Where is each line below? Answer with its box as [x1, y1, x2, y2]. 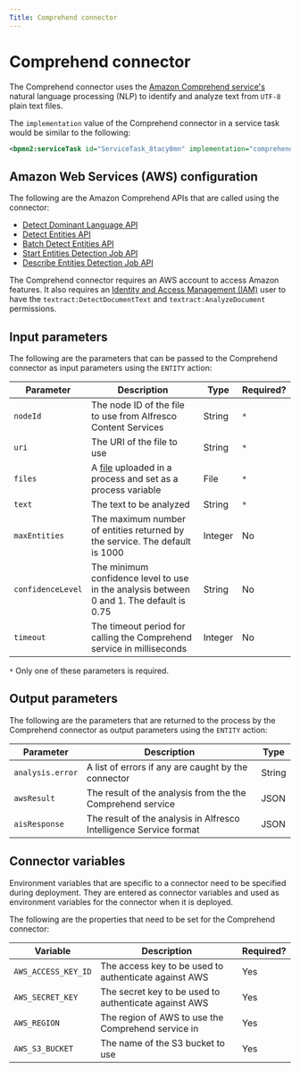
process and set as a [90, 473, 179, 485]
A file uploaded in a [90, 461, 172, 474]
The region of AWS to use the [100, 1011, 224, 1024]
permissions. [9, 303, 57, 314]
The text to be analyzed [90, 498, 190, 511]
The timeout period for [90, 620, 186, 633]
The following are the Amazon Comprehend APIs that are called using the [9, 193, 279, 204]
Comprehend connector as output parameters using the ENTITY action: [9, 724, 268, 735]
